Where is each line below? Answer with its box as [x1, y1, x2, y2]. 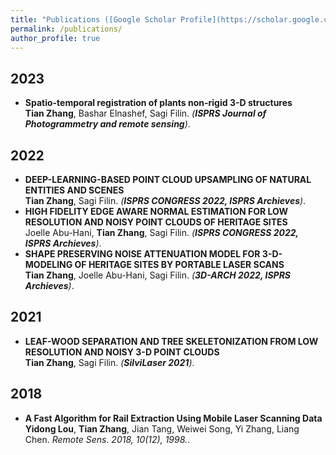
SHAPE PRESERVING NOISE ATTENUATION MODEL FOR [24, 248, 261, 260]
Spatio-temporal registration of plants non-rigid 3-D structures [24, 97, 293, 109]
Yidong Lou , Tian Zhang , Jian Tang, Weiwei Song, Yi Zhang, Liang [24, 422, 300, 435]
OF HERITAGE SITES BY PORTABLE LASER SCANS [74, 259, 285, 270]
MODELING [24, 259, 73, 270]
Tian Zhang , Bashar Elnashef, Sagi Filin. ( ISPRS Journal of [24, 107, 267, 120]
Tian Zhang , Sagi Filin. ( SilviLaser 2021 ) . [24, 356, 195, 368]
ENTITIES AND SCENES [24, 184, 125, 196]
